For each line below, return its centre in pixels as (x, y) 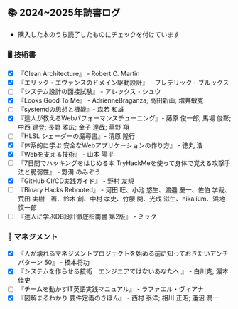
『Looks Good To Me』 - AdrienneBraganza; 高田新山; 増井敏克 (110, 100)
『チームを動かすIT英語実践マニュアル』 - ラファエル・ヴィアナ (110, 289)
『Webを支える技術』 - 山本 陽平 (66, 154)
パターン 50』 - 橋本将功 (54, 263)
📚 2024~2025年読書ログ (64, 13)
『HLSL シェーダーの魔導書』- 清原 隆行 (76, 136)
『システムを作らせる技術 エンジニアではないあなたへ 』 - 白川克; (116, 271)
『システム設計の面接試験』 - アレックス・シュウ (89, 92)
